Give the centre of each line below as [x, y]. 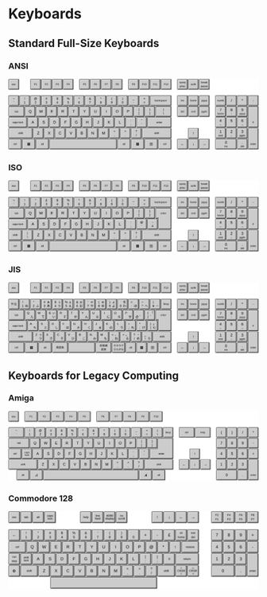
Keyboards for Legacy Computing [93, 375]
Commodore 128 [41, 498]
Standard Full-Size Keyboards [84, 43]
